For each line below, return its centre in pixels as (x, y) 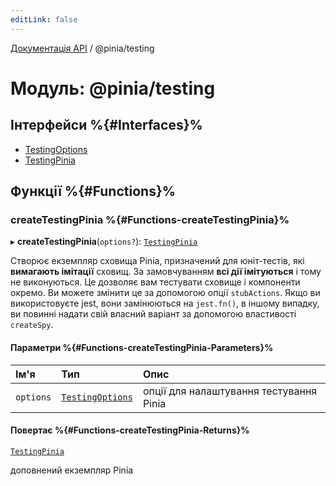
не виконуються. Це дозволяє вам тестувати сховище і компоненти (155, 282)
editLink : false (44, 19)
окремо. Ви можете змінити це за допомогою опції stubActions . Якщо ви (165, 293)
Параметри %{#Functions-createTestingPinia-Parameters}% (142, 347)
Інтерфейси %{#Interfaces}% (106, 125)
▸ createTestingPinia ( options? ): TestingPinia (104, 242)
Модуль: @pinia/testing (113, 88)
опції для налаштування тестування (230, 391)
